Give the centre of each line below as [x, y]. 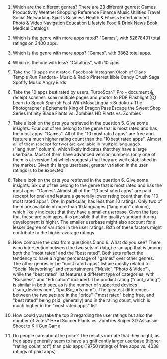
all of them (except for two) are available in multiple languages [76, 144]
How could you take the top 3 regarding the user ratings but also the [83, 315]
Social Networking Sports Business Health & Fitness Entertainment [81, 18]
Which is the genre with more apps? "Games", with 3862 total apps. [82, 53]
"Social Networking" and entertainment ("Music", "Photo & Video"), [81, 269]
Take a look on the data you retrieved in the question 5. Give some [80, 123]
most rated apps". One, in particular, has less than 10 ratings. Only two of [87, 201]
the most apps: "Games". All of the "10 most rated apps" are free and [83, 133]
